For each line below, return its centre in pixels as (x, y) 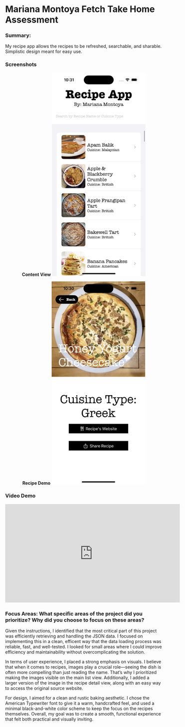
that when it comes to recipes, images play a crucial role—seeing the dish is (83, 667)
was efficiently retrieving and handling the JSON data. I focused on (74, 636)
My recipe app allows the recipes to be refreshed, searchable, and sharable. (84, 46)
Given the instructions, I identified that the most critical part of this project (81, 631)
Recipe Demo (36, 483)
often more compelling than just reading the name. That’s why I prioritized (81, 673)
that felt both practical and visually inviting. (49, 719)
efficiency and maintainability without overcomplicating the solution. (75, 652)
